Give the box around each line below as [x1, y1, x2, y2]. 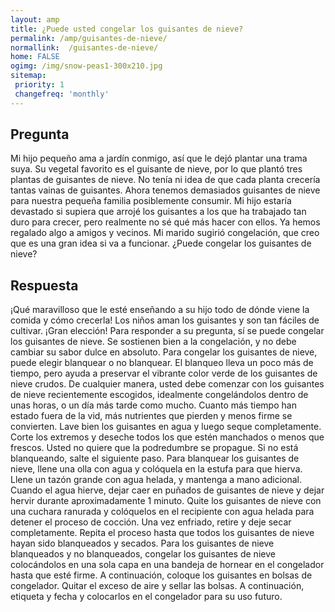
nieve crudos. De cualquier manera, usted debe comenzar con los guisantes [10, 378, 325, 390]
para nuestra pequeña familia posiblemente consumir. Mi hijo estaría [10, 195, 292, 207]
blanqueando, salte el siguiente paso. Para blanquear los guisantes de [10, 452, 300, 465]
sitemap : [10, 71, 47, 81]
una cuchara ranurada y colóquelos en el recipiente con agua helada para [10, 506, 315, 518]
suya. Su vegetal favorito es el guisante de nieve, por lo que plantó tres [10, 163, 303, 175]
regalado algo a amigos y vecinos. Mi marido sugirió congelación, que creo [10, 227, 320, 239]
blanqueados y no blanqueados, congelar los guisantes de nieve [10, 548, 276, 560]
